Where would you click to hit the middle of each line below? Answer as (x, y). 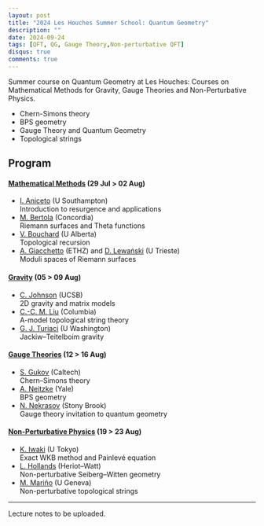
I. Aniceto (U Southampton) (64, 200)
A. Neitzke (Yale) (47, 388)
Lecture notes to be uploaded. (57, 514)
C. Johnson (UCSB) (51, 295)
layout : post (29, 15)
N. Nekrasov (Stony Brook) (63, 405)
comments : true (33, 60)
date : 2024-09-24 (37, 37)
